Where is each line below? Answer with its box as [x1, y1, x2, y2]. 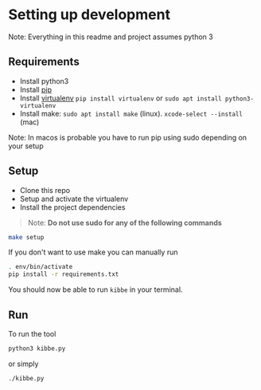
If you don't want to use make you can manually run [8, 247, 178, 257]
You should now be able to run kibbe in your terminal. [8, 285, 183, 294]
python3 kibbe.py [8, 345, 66, 353]
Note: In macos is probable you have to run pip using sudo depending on [8, 132, 247, 142]
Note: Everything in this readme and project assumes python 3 [8, 32, 213, 41]
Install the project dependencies [19, 202, 126, 212]
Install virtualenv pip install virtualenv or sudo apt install [19, 93, 222, 103]
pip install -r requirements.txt [8, 270, 119, 278]
